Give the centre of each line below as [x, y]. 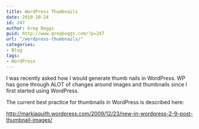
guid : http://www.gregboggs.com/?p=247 [55, 34]
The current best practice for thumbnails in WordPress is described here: [95, 102]
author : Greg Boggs [30, 28]
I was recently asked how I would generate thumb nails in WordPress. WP [96, 78]
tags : [13, 56]
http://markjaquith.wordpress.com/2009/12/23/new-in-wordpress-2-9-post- [99, 114]
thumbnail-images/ [29, 120]
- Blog [14, 50]
